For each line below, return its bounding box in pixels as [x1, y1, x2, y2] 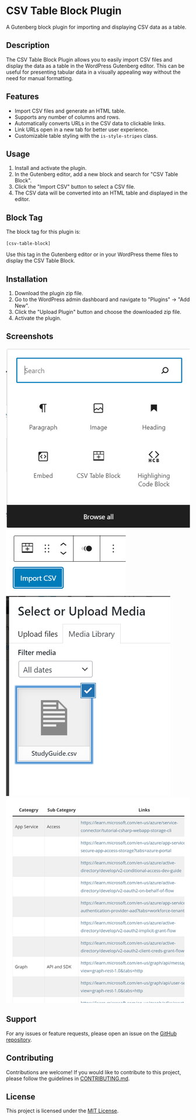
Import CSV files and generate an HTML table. [14, 107, 126, 114]
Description [6, 40, 50, 50]
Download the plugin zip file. [14, 290, 83, 296]
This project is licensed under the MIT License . [6, 1107, 119, 1114]
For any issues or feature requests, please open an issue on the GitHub [6, 1030, 177, 1037]
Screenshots [6, 332, 54, 342]
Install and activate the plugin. [14, 165, 87, 172]
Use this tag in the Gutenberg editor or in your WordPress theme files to [6, 251, 178, 258]
